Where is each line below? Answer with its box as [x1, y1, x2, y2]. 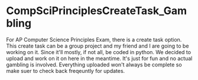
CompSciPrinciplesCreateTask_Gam [6, 4, 187, 18]
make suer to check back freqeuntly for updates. [6, 67, 125, 74]
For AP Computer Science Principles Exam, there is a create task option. [6, 36, 182, 43]
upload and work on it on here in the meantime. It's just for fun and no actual [6, 55, 193, 62]
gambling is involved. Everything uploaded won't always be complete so [6, 61, 182, 68]
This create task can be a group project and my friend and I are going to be [6, 42, 189, 49]
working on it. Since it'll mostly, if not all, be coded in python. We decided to [6, 48, 191, 55]
